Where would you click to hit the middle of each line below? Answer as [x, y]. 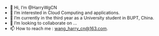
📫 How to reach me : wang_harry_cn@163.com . [59, 28]
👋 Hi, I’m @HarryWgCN [33, 8]
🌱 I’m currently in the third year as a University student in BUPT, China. [82, 18]
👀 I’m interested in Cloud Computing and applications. [65, 13]
